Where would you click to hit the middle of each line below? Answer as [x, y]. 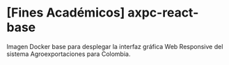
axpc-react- [163, 13]
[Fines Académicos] [66, 13]
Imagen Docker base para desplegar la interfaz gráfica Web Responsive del [115, 46]
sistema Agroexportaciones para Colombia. [69, 54]
